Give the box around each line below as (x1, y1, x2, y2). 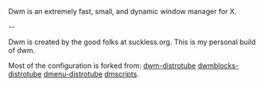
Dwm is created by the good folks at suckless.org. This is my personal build (8, 37, 256, 47)
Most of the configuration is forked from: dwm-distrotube (8, 61, 196, 70)
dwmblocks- (197, 61, 239, 70)
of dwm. (8, 46, 36, 54)
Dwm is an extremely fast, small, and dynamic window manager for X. (8, 7, 237, 16)
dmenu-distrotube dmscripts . (43, 69, 139, 78)
